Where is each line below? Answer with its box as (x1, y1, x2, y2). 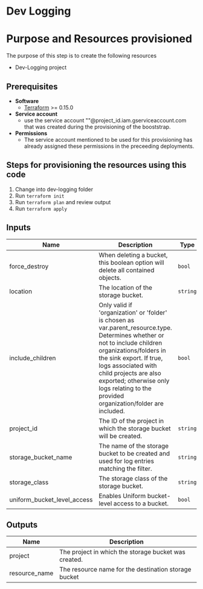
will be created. (98, 431, 143, 440)
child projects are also (98, 368, 161, 377)
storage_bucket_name (9, 453, 72, 461)
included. (98, 407, 125, 415)
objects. (98, 273, 122, 282)
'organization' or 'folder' (98, 308, 167, 316)
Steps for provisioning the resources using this (6, 160, 187, 170)
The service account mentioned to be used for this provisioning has (24, 136, 193, 143)
